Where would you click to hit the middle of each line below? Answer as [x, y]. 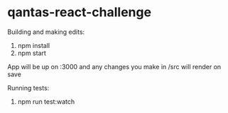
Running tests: [28, 88]
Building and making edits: [46, 32]
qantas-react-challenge [79, 12]
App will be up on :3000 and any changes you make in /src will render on [114, 66]
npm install [34, 45]
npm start [32, 53]
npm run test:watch [46, 101]
